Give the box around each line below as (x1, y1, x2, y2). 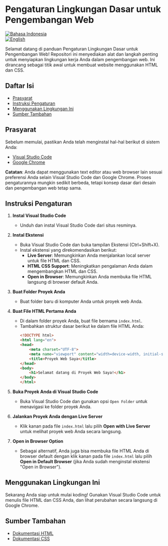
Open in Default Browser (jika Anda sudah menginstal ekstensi (19, 459, 150, 464)
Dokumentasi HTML (12, 530, 54, 536)
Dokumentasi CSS (12, 535, 50, 541)
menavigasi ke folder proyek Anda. (19, 404, 91, 410)
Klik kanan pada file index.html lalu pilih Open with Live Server (19, 423, 150, 429)
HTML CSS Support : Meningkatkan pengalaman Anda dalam (27, 263, 153, 269)
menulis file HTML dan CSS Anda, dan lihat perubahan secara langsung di (5, 497, 157, 503)
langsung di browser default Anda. (27, 279, 99, 285)
